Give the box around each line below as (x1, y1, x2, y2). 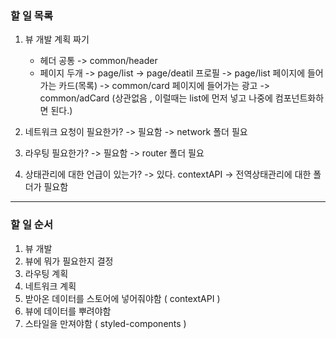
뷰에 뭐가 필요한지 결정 (24, 255, 114, 267)
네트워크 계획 (24, 280, 77, 292)
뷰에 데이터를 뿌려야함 (24, 305, 112, 317)
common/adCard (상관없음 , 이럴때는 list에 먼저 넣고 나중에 (39, 92, 273, 104)
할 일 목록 (10, 8, 53, 22)
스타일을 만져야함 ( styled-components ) (24, 317, 187, 329)
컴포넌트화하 (274, 92, 325, 104)
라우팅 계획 (24, 267, 69, 279)
